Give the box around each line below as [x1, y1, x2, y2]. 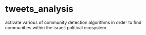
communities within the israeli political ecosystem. [5, 24, 108, 30]
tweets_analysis [5, 3, 74, 15]
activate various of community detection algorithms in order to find [5, 19, 142, 25]
